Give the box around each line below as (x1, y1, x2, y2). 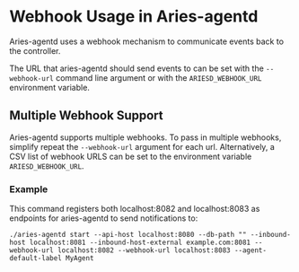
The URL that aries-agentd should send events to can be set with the (9, 63, 265, 74)
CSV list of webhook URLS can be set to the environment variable (9, 151, 252, 162)
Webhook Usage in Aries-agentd (9, 6, 259, 27)
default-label (9, 254, 63, 263)
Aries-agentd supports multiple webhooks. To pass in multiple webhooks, (9, 132, 282, 143)
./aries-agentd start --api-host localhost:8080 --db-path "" (9, 231, 247, 240)
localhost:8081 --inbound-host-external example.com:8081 (29, 238, 251, 248)
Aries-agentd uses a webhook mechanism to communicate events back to (9, 36, 285, 47)
